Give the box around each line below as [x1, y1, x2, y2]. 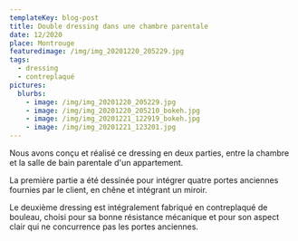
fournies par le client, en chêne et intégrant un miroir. [9, 185, 208, 195]
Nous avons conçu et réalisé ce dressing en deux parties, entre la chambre [9, 148, 290, 159]
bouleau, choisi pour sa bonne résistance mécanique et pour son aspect [9, 212, 280, 222]
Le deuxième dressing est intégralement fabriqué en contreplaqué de [9, 202, 268, 213]
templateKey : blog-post [9, 13, 100, 23]
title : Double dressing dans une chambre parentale [9, 22, 208, 31]
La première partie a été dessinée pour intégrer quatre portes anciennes [9, 175, 279, 186]
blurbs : [17, 89, 47, 98]
